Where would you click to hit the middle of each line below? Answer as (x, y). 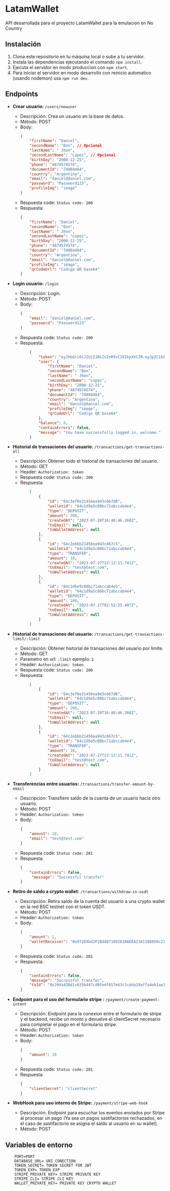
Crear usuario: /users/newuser (45, 106)
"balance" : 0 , (53, 423)
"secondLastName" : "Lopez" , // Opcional (73, 155)
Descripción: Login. (40, 294)
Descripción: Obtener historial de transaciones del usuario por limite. (92, 648)
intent (19, 1004)
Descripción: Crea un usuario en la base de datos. (72, 116)
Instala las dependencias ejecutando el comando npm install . (77, 62)
